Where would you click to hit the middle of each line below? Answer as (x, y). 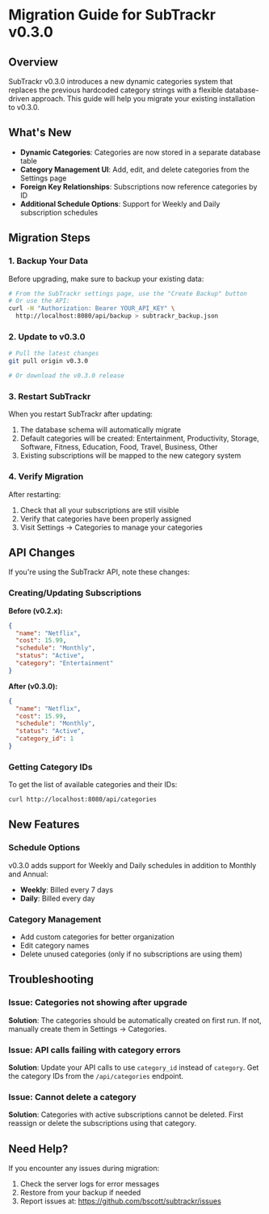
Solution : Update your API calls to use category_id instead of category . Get (134, 1067)
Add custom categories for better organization (97, 937)
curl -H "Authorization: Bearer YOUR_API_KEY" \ (92, 309)
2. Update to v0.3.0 (47, 336)
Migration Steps (50, 238)
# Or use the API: (39, 301)
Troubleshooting (51, 980)
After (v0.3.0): (33, 686)
